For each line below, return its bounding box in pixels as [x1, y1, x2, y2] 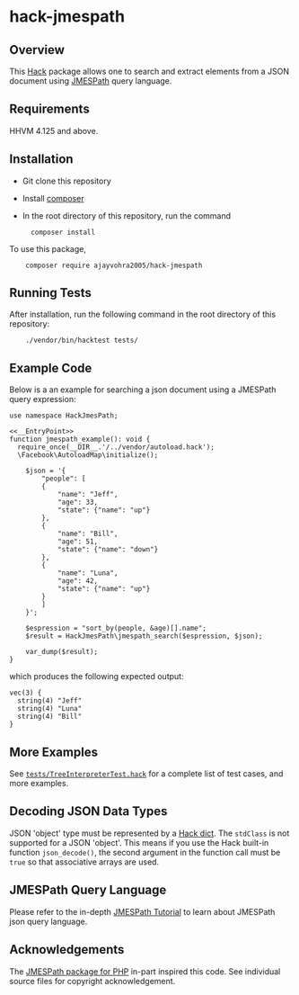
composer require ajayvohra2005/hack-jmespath [25, 261, 203, 270]
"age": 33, [57, 497, 99, 507]
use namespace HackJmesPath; [9, 411, 119, 420]
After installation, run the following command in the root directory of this [9, 309, 277, 320]
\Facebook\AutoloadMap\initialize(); [17, 451, 159, 460]
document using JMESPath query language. [9, 76, 172, 86]
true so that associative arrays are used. [9, 856, 160, 867]
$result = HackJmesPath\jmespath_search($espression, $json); [25, 632, 263, 641]
